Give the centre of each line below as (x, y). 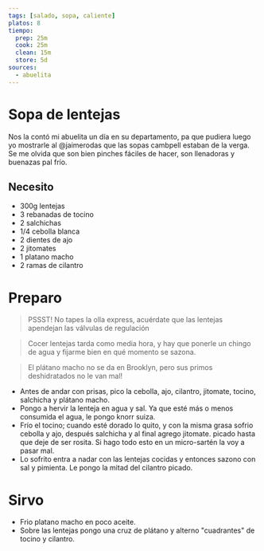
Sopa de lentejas (64, 114)
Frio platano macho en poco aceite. (78, 522)
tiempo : (21, 30)
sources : (23, 68)
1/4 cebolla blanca (50, 231)
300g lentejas (42, 206)
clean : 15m (33, 53)
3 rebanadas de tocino (56, 214)
